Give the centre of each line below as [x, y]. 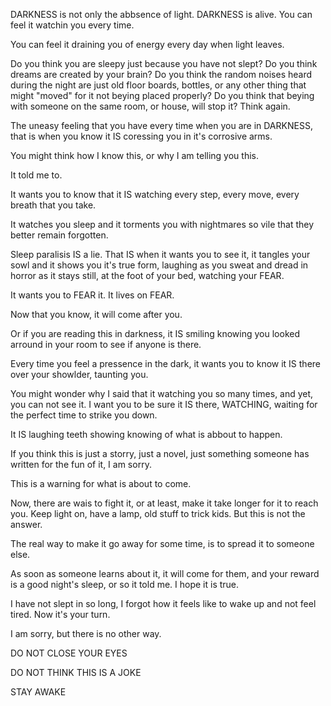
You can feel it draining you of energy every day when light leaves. [147, 44]
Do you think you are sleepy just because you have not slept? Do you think [164, 63]
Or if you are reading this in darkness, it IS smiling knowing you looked [155, 333]
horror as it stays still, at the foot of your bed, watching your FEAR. [147, 275]
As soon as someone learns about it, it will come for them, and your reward [165, 573]
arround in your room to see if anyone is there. [106, 344]
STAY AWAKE [38, 692]
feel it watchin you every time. [72, 25]
